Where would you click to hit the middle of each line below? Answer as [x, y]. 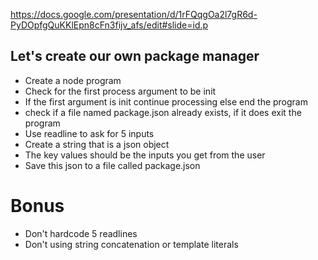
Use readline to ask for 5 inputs [89, 133]
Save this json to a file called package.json [112, 165]
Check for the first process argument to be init [120, 91]
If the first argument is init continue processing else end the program [166, 101]
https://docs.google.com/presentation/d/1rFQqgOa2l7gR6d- [134, 14]
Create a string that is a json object [97, 144]
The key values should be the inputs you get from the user [145, 155]
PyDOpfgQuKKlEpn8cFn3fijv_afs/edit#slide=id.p [109, 25]
